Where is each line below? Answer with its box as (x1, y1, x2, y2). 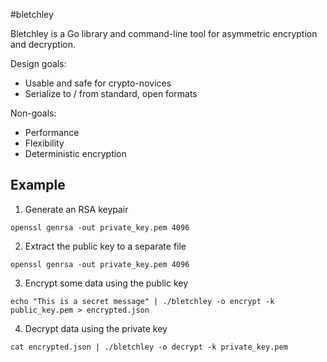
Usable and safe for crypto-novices (24, 77, 172, 89)
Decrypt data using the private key (24, 322, 168, 334)
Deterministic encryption (24, 148, 127, 159)
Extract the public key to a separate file (24, 240, 187, 252)
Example (10, 177, 66, 194)
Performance (24, 127, 80, 138)
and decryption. (10, 39, 76, 50)
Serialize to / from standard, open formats (24, 88, 198, 99)
